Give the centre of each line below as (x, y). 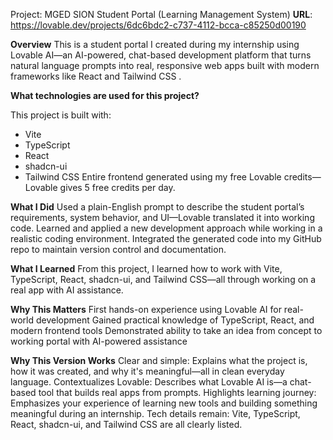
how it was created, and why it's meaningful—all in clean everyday (147, 371)
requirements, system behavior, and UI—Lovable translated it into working (162, 217)
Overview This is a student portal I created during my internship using (155, 44)
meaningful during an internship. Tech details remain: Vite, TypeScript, (155, 413)
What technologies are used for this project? (105, 95)
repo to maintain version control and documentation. (118, 249)
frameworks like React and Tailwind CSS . (96, 76)
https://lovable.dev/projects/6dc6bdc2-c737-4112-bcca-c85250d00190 (158, 25)
